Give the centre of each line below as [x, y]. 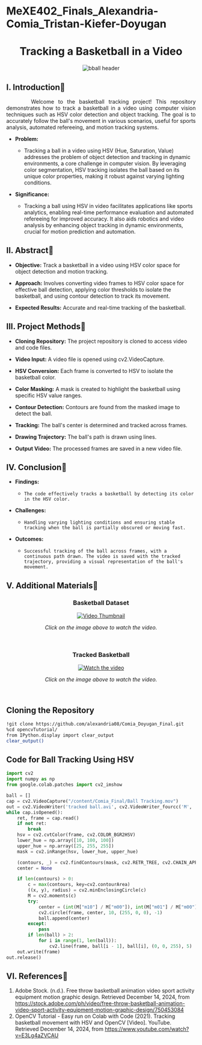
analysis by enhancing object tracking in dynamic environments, [103, 225]
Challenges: [30, 510]
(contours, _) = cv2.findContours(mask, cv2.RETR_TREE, [89, 862]
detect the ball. [33, 413]
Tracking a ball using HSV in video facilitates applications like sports [108, 206]
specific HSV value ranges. [48, 395]
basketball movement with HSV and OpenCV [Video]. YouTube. [93, 1023]
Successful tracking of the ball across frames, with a [95, 551]
